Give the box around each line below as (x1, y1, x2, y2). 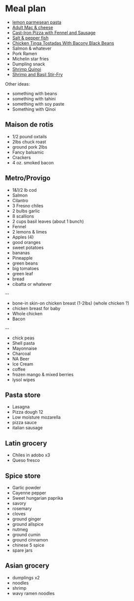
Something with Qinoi (12, 106, 56, 112)
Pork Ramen (12, 50, 37, 57)
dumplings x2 (12, 574, 40, 580)
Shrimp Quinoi (12, 66, 42, 72)
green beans (12, 260, 38, 266)
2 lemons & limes (12, 229, 47, 235)
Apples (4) (12, 234, 34, 240)
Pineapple (12, 255, 33, 261)
